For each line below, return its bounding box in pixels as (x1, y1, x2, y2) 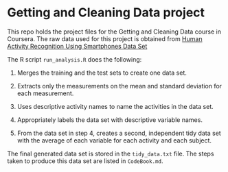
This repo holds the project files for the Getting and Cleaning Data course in (7, 27, 222, 36)
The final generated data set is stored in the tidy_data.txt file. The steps (7, 149, 214, 158)
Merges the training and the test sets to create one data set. (16, 69, 187, 77)
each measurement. (16, 89, 74, 97)
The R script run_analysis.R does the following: (7, 55, 142, 63)
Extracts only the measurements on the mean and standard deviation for (16, 82, 222, 90)
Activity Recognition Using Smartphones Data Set (7, 42, 148, 50)
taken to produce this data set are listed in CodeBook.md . (7, 156, 163, 165)
